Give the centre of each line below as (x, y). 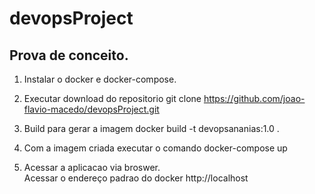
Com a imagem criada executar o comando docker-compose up (155, 148)
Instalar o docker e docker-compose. (100, 79)
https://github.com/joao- (254, 98)
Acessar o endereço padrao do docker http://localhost (136, 178)
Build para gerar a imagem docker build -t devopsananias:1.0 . (151, 128)
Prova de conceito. (69, 55)
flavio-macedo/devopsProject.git (91, 109)
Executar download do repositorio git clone (112, 98)
